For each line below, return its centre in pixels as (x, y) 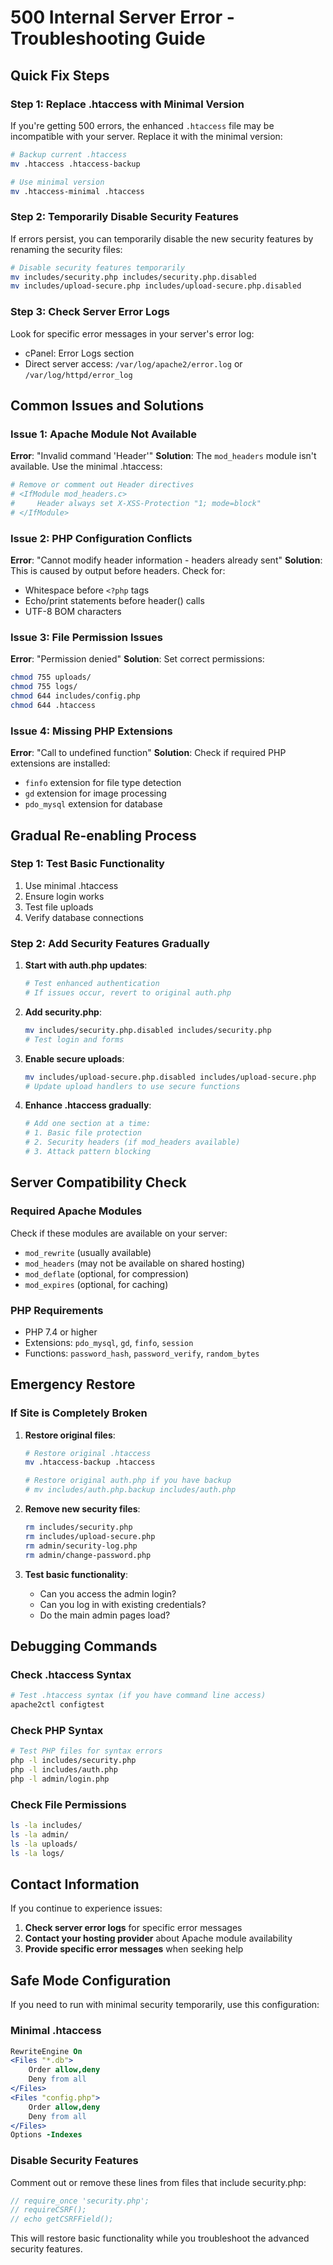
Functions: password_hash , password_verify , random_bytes (142, 1353)
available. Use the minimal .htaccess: (86, 467)
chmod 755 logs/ (44, 687)
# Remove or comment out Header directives (102, 485)
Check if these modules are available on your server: (119, 1233)
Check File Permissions (68, 1804)
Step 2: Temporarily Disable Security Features (124, 217)
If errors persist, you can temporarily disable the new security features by (162, 238)
